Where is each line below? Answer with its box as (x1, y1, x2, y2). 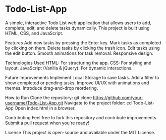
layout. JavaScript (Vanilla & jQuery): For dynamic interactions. (5, 65, 133, 71)
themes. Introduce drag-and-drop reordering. (5, 85, 98, 91)
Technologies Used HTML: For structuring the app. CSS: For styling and (5, 60, 152, 66)
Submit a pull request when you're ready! (5, 120, 89, 126)
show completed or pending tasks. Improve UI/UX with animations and (5, 80, 149, 86)
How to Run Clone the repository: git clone (5, 95, 92, 101)
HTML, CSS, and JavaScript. (5, 30, 63, 36)
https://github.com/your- (93, 95, 144, 101)
